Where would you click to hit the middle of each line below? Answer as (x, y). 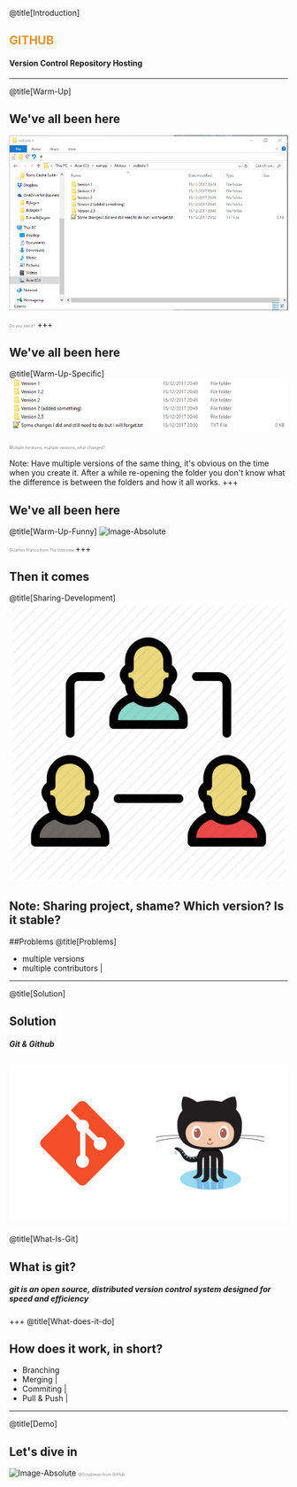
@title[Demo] (33, 1424)
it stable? (35, 920)
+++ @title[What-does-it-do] (62, 1321)
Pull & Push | (45, 1398)
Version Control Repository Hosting (76, 63)
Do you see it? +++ (31, 325)
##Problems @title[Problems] (63, 941)
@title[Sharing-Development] (63, 598)
